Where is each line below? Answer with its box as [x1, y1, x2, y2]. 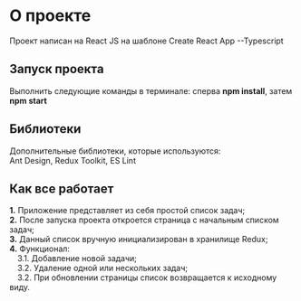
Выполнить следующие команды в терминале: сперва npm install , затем [9, 85, 293, 96]
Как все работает [9, 181, 114, 196]
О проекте [9, 5, 92, 26]
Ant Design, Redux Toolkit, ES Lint [9, 155, 136, 165]
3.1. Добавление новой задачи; [17, 253, 138, 264]
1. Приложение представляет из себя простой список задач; [9, 205, 246, 216]
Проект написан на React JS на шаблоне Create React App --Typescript [9, 35, 284, 46]
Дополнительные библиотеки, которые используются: [9, 146, 221, 156]
